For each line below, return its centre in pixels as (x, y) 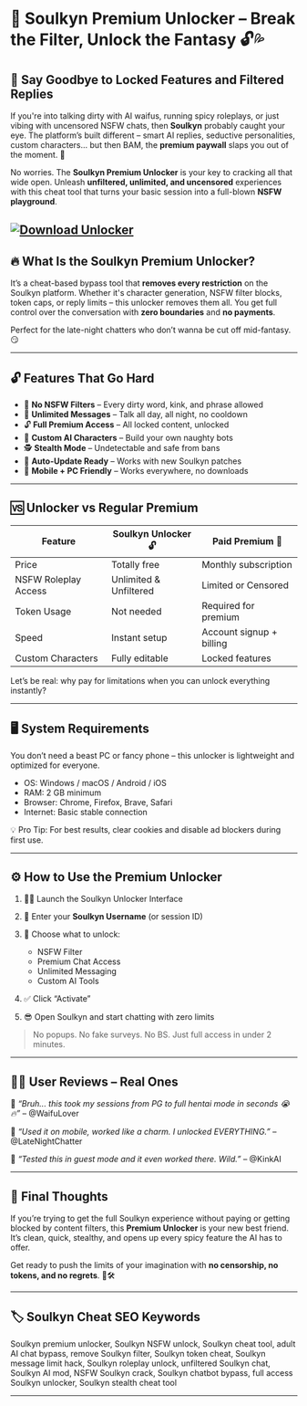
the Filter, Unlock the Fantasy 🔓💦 (138, 40)
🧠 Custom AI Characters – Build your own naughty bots (128, 438)
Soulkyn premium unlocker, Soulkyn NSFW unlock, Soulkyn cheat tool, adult (153, 1343)
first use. (27, 840)
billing (214, 643)
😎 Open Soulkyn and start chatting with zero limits (119, 1017)
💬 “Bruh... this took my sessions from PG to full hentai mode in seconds (144, 1104)
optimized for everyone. (55, 765)
